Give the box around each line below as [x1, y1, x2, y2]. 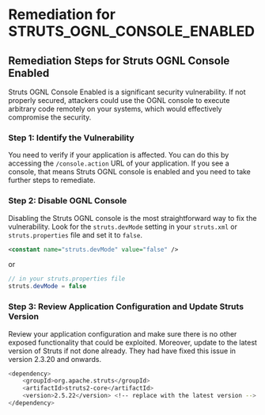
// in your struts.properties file [8, 275, 126, 283]
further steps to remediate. [8, 176, 96, 185]
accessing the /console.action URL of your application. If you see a [8, 158, 229, 168]
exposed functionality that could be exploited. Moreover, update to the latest [8, 337, 257, 347]
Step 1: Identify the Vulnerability [8, 132, 134, 143]
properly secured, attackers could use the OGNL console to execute [8, 96, 230, 105]
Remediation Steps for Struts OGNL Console [8, 54, 230, 67]
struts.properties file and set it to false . [8, 230, 142, 239]
